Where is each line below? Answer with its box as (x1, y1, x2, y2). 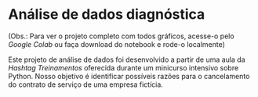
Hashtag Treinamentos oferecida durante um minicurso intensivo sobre (8, 63, 239, 72)
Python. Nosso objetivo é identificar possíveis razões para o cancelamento (8, 71, 250, 81)
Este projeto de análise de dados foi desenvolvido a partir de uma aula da (8, 55, 245, 64)
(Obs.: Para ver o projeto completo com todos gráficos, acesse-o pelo (8, 31, 234, 41)
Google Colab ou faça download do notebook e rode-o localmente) (8, 39, 226, 48)
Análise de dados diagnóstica (8, 5, 205, 23)
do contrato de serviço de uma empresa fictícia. (8, 80, 163, 89)
